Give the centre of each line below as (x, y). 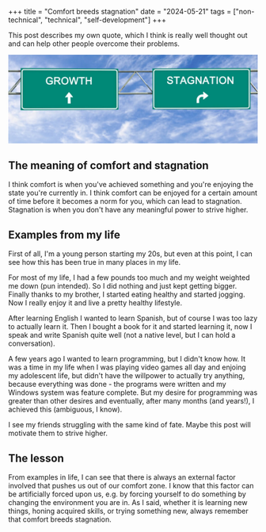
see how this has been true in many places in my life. (94, 262)
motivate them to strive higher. (58, 433)
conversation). (32, 343)
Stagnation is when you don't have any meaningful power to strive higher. (128, 210)
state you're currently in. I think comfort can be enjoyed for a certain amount (133, 193)
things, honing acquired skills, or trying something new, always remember (129, 511)
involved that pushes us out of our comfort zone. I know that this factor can (131, 486)
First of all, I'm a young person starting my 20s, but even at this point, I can (131, 254)
